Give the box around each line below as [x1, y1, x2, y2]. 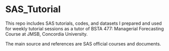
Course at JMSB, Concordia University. [5, 31, 88, 37]
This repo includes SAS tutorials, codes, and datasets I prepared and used [5, 20, 162, 26]
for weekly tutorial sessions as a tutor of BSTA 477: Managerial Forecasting [5, 25, 164, 31]
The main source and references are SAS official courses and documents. [5, 40, 161, 46]
